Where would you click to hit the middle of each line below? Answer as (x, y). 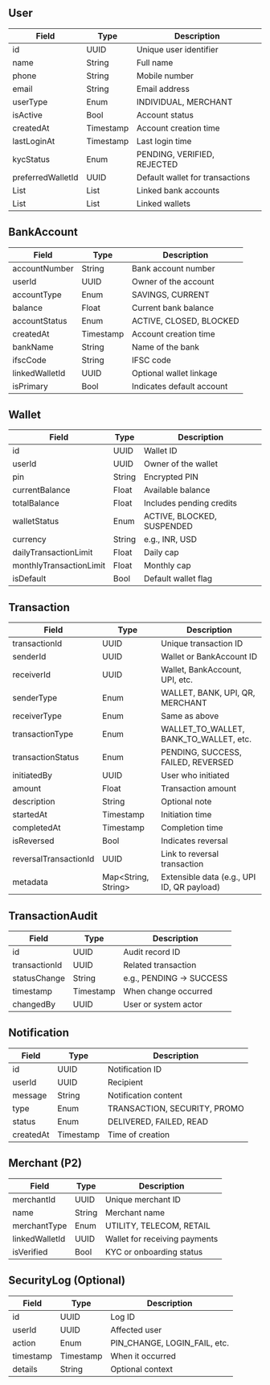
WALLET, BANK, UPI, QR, (208, 693)
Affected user (136, 1329)
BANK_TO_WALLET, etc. (206, 739)
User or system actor (163, 1004)
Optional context (141, 1369)
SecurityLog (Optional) (67, 1281)
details (25, 1369)
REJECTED (157, 164)
